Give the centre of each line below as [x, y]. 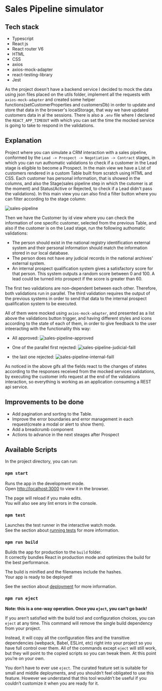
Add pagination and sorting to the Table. [52, 414]
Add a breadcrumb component [43, 429]
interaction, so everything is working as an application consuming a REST [78, 381]
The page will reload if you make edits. [44, 498]
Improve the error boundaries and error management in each [73, 419]
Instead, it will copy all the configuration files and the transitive [67, 638]
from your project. [23, 628]
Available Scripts [31, 450]
